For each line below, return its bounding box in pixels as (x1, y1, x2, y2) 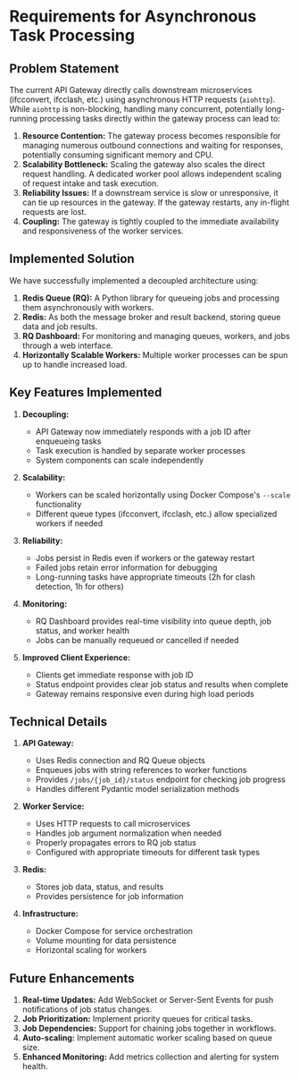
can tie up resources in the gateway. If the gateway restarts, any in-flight (21, 197, 290, 208)
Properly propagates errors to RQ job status (35, 837, 196, 848)
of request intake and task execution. (21, 178, 159, 189)
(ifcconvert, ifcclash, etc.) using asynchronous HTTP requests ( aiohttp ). (9, 94, 276, 105)
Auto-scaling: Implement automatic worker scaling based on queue (21, 1032, 273, 1043)
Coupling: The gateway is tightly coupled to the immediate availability (21, 217, 279, 226)
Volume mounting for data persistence (35, 935, 177, 946)
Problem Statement (9, 61, 120, 76)
